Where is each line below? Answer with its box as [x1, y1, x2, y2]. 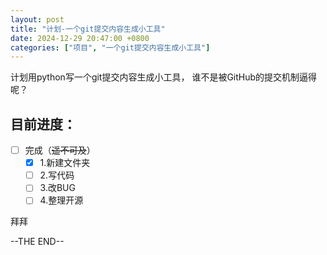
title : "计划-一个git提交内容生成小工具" [10, 24, 166, 34]
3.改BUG [39, 182, 76, 194]
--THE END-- [10, 236, 65, 248]
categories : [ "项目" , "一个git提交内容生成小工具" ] [10, 42, 211, 53]
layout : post [10, 14, 65, 25]
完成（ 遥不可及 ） [24, 144, 96, 156]
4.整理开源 [39, 194, 84, 206]
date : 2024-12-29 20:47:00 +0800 [10, 33, 150, 43]
